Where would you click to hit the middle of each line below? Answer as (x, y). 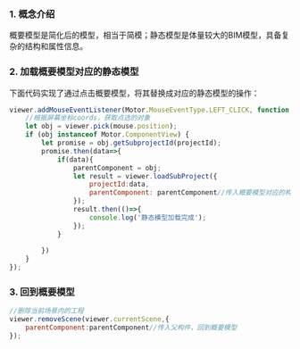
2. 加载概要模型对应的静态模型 (74, 71)
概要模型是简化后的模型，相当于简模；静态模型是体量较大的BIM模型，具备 (146, 35)
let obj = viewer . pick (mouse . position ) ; (101, 127)
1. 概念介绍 (32, 13)
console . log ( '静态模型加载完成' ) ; (148, 217)
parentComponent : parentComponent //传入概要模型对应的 (187, 193)
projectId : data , (119, 185)
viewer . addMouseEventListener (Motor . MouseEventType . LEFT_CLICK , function (150, 110)
